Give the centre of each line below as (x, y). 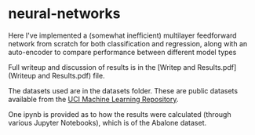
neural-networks (64, 14)
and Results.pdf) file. (71, 75)
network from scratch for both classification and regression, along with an (128, 43)
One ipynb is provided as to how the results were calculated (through (120, 114)
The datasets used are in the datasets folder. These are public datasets (123, 90)
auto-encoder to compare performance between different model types (122, 52)
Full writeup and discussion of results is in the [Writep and (102, 67)
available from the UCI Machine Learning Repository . (93, 99)
